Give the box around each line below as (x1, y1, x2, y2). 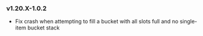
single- (179, 18, 198, 25)
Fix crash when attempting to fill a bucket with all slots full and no (15, 18, 179, 25)
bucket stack (27, 24, 60, 31)
